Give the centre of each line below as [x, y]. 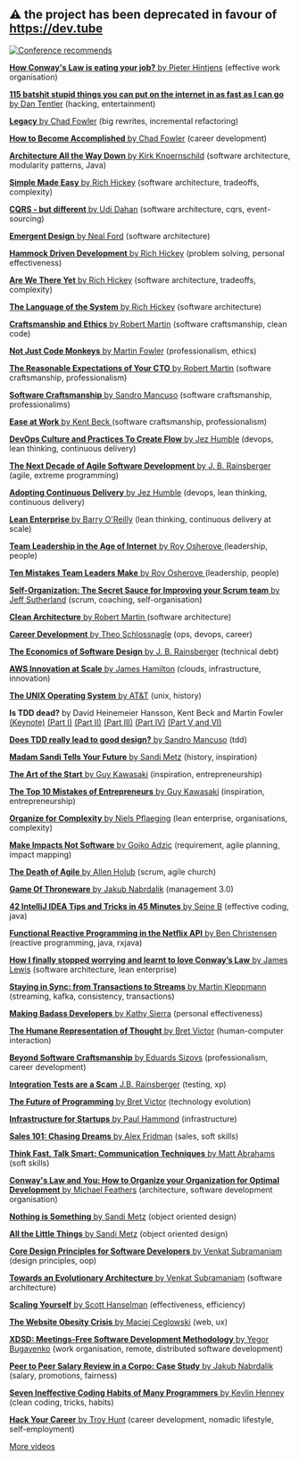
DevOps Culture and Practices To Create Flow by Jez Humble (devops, [141, 439]
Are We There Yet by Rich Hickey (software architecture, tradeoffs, [133, 279]
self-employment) [42, 1429]
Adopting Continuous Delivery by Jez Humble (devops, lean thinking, [138, 492]
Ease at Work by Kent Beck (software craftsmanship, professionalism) [138, 421]
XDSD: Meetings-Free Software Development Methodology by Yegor [139, 1339]
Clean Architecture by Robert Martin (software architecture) [120, 617]
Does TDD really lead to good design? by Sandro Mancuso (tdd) [128, 739]
